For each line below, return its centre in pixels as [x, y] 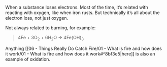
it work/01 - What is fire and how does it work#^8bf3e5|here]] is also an [80, 54]
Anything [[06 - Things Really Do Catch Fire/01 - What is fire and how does [84, 48]
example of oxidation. [28, 59]
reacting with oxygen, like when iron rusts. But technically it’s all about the [82, 13]
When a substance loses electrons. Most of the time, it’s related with [77, 7]
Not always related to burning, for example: [51, 28]
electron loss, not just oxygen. [37, 18]
